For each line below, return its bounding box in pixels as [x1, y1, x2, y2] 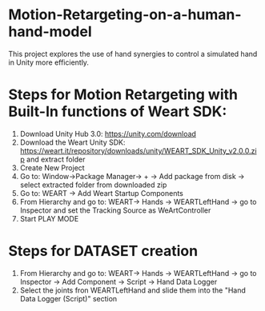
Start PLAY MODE [19, 213, 79, 223]
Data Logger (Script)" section [19, 293, 118, 303]
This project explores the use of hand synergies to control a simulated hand [8, 49, 258, 58]
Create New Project [19, 162, 86, 173]
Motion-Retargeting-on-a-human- [8, 6, 242, 24]
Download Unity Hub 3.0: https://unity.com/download [19, 129, 196, 138]
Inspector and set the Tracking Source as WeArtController [19, 205, 211, 215]
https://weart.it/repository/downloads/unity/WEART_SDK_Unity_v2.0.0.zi [19, 146, 258, 155]
